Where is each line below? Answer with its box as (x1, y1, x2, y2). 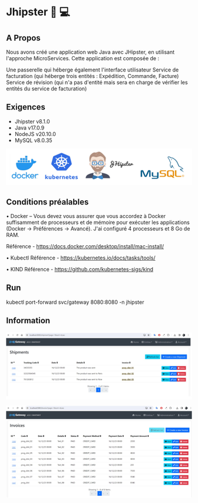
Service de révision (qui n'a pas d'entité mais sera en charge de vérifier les (6, 79, 188, 86)
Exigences (6, 102, 46, 112)
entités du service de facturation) (6, 85, 87, 92)
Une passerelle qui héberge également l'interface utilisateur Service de (6, 66, 179, 73)
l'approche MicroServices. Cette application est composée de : (6, 55, 160, 61)
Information (6, 316, 51, 326)
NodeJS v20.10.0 (14, 130, 56, 137)
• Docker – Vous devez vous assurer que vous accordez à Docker (6, 213, 166, 220)
